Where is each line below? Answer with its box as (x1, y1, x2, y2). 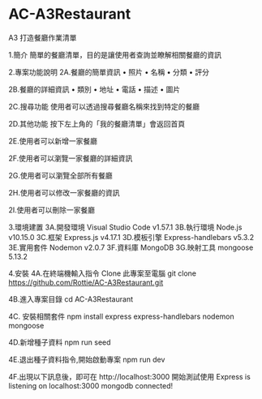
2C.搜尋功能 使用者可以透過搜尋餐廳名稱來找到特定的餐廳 (8, 101, 200, 111)
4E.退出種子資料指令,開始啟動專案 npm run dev (8, 354, 165, 364)
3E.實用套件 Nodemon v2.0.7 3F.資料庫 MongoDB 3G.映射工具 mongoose (8, 242, 254, 252)
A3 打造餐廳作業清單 (8, 32, 77, 42)
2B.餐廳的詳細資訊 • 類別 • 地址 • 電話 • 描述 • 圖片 (8, 84, 181, 94)
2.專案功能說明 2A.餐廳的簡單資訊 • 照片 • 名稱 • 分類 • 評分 (8, 66, 209, 77)
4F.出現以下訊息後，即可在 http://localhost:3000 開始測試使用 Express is (8, 371, 251, 381)
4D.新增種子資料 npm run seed (8, 337, 111, 347)
